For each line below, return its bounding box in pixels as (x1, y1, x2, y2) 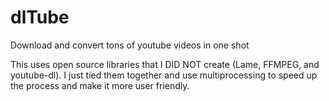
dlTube (10, 6, 70, 29)
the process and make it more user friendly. (10, 79, 190, 91)
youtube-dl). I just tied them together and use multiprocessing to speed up (10, 69, 318, 81)
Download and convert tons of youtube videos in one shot (10, 39, 250, 51)
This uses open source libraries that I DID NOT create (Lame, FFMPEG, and (10, 58, 320, 70)
